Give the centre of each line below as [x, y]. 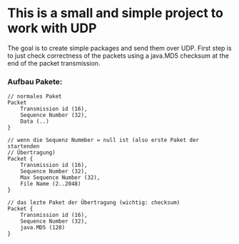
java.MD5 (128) [43, 228]
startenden [24, 147]
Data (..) [35, 122]
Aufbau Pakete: [35, 81]
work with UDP [52, 28]
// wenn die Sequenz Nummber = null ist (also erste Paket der [103, 141]
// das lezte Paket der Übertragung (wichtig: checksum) [94, 203]
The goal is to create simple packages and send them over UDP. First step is [119, 48]
